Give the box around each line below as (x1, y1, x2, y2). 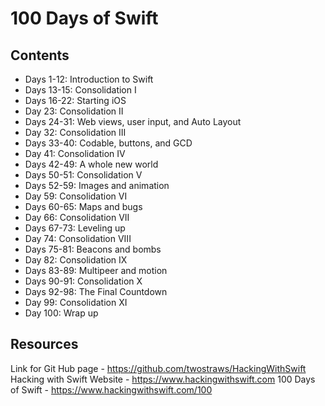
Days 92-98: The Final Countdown (24, 286, 168, 297)
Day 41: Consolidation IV (24, 148, 126, 159)
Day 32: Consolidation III (24, 127, 127, 138)
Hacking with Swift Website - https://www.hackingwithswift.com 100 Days (10, 373, 316, 385)
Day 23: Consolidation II (24, 105, 124, 117)
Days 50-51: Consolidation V (24, 169, 143, 181)
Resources (10, 336, 79, 353)
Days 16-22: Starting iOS (24, 95, 127, 106)
